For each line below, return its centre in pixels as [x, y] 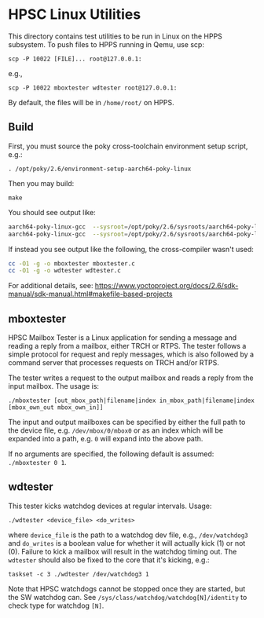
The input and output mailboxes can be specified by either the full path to [127, 422]
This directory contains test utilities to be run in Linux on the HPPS [115, 36]
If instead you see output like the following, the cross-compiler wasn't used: [131, 249]
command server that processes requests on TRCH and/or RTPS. [114, 363]
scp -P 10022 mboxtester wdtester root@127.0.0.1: [93, 88]
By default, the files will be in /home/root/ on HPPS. [91, 102]
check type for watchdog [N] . [56, 605]
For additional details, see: [51, 286]
